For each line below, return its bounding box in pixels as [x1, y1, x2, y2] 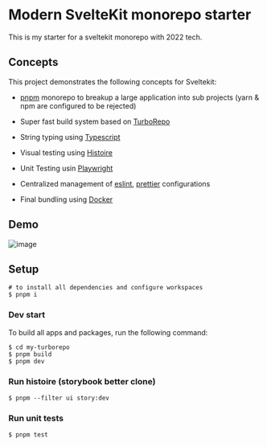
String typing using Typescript [19, 132, 121, 141]
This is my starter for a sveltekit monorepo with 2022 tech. [8, 32, 203, 42]
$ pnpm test [8, 431, 48, 439]
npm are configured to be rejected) [19, 100, 137, 110]
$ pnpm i [8, 291, 38, 299]
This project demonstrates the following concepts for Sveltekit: [8, 76, 217, 86]
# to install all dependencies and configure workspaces [8, 284, 203, 292]
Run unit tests [8, 412, 64, 424]
